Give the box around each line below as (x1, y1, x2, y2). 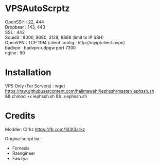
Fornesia (12, 145, 30, 151)
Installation (5, 67, 52, 78)
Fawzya (12, 155, 28, 161)
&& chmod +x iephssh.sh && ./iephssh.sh (5, 93, 88, 99)
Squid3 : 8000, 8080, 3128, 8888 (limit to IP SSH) (5, 34, 104, 40)
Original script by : (5, 135, 42, 141)
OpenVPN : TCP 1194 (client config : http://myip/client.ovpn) (5, 39, 125, 45)
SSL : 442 (5, 29, 25, 35)
